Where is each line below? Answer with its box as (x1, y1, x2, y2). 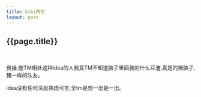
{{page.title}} (6, 36, 58, 46)
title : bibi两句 (6, 8, 45, 15)
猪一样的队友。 (6, 72, 43, 79)
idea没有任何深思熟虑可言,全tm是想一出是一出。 (6, 85, 125, 92)
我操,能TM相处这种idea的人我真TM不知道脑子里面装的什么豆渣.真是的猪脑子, (6, 64, 196, 71)
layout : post (6, 14, 39, 20)
